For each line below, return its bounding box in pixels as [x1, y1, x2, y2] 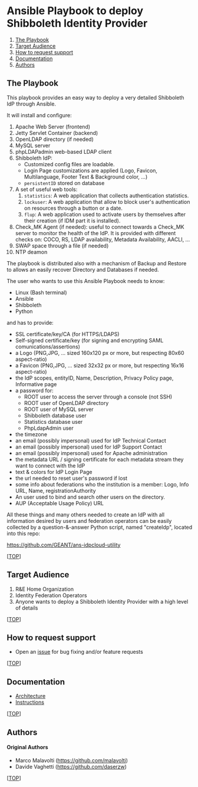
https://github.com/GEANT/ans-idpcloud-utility [6, 541, 121, 548]
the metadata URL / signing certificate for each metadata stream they [15, 456, 184, 463]
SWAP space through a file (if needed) [15, 242, 109, 249]
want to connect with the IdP [15, 462, 85, 469]
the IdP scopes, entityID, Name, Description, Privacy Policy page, [15, 374, 174, 381]
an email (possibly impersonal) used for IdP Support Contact [15, 443, 163, 450]
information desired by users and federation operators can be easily [6, 517, 172, 524]
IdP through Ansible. [6, 100, 57, 107]
